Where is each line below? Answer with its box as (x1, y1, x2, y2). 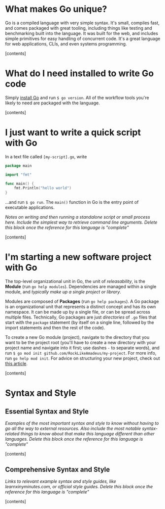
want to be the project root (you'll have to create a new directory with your (5, 340, 156, 346)
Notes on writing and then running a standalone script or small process (5, 214, 150, 220)
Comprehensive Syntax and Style (5, 465, 110, 473)
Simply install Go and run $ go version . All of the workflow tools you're (5, 94, 149, 100)
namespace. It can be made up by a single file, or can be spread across (5, 309, 150, 315)
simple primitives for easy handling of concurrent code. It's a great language (5, 36, 161, 42)
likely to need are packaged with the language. (5, 100, 100, 106)
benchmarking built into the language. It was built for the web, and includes (5, 30, 159, 36)
